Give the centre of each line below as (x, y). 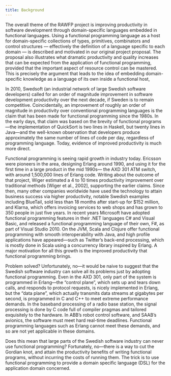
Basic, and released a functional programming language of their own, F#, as (85, 223)
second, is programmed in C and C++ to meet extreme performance (77, 298)
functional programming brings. (38, 256)
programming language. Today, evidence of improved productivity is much (83, 143)
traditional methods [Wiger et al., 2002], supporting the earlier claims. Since (85, 185)
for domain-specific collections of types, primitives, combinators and (78, 41)
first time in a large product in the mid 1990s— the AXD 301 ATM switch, (81, 169)
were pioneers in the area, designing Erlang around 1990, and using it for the (85, 163)
